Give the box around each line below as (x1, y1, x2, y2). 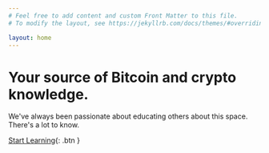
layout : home (8, 34, 52, 42)
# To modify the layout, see (8, 19, 106, 27)
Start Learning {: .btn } (8, 135, 80, 145)
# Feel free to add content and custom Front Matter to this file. (8, 11, 239, 20)
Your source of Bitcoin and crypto (8, 68, 237, 87)
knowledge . (8, 85, 89, 103)
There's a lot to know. (8, 120, 80, 130)
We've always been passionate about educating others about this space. (8, 111, 248, 121)
